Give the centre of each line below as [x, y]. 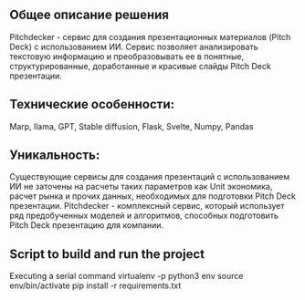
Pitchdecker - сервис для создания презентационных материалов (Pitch [150, 36]
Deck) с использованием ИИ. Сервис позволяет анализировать [134, 47]
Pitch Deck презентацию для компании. [87, 225]
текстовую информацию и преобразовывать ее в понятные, [127, 56]
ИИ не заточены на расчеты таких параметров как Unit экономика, [141, 187]
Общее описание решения [89, 15]
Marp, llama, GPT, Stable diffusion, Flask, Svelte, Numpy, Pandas [131, 126]
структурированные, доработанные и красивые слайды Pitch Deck [140, 66]
